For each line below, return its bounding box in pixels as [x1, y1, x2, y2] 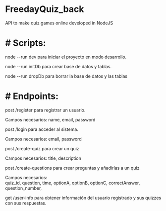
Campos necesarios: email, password [5, 136, 82, 142]
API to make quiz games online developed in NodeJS [5, 20, 113, 26]
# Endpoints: [5, 91, 58, 102]
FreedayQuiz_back [5, 3, 84, 15]
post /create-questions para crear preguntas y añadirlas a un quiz [5, 165, 140, 171]
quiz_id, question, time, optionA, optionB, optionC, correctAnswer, [5, 180, 140, 186]
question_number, [5, 185, 42, 191]
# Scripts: [5, 37, 46, 49]
